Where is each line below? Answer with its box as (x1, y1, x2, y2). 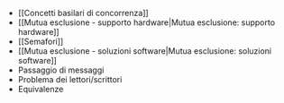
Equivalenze (17, 84, 64, 94)
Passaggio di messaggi (17, 64, 105, 75)
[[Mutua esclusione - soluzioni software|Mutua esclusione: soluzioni (17, 46, 272, 56)
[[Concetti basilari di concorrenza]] (17, 8, 149, 18)
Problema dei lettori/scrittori (17, 74, 123, 84)
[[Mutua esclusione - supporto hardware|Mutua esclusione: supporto (17, 17, 276, 28)
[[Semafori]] (17, 36, 64, 47)
